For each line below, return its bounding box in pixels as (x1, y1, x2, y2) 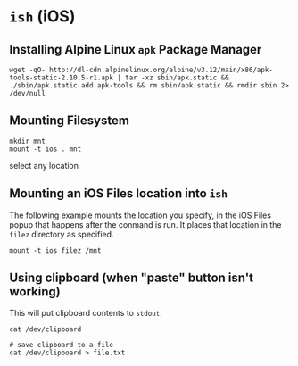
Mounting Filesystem (9, 113, 129, 129)
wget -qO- (9, 65, 46, 74)
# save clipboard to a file (9, 341, 114, 350)
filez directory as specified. (9, 229, 114, 239)
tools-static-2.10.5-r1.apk (9, 73, 114, 82)
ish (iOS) (9, 6, 76, 27)
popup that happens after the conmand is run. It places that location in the (9, 219, 283, 229)
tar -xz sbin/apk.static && (124, 73, 229, 82)
